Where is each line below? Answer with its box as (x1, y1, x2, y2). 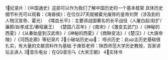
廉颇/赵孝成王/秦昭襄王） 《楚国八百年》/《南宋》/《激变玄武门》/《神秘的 (5, 24, 160, 30)
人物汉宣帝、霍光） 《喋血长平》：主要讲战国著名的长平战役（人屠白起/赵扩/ (5, 18, 162, 23)
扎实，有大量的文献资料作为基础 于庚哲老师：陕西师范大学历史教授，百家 (5, 43, 156, 48)
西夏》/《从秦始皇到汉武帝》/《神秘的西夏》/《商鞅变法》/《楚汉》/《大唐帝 (5, 30, 163, 36)
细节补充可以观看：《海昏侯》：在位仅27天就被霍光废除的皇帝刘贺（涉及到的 (5, 11, 160, 17)
